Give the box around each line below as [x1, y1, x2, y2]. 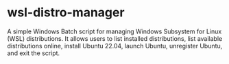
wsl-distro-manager [7, 5, 125, 20]
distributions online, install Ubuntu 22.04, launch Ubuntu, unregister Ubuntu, [7, 42, 223, 50]
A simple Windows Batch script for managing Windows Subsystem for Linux [7, 27, 222, 35]
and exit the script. [7, 49, 60, 57]
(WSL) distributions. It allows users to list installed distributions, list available [7, 34, 223, 42]
